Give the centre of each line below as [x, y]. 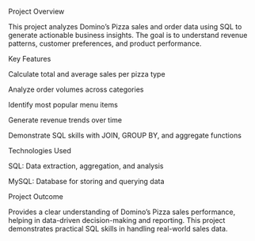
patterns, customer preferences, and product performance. [105, 43]
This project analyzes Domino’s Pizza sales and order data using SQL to [125, 26]
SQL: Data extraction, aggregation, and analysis [86, 166]
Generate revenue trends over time [65, 120]
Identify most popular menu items [63, 105]
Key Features [30, 59]
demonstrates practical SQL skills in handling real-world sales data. [118, 229]
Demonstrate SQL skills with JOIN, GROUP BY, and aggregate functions [125, 135]
